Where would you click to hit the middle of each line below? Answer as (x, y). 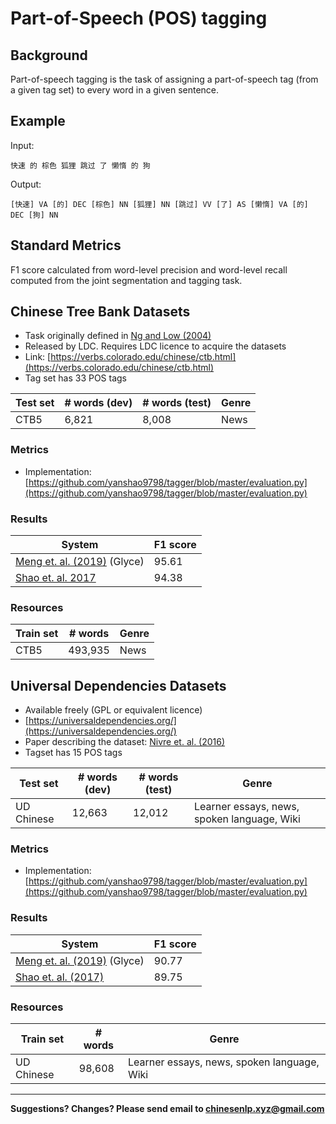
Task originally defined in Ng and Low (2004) (118, 336)
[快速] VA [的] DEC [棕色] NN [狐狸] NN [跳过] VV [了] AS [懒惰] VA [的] (159, 204)
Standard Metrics (66, 245)
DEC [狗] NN (34, 215)
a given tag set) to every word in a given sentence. (115, 90)
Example (38, 121)
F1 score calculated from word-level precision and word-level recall (149, 269)
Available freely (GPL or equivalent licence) (113, 710)
